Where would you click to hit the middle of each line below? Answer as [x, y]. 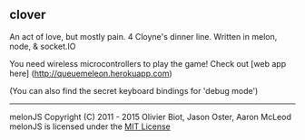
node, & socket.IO [43, 46]
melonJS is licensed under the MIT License [90, 126]
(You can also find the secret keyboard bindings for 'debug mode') [134, 90]
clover [28, 15]
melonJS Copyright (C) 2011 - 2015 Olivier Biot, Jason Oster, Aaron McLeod [151, 117]
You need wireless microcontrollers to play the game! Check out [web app [148, 63]
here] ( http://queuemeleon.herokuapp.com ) [91, 73]
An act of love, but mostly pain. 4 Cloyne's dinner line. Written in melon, [143, 36]
